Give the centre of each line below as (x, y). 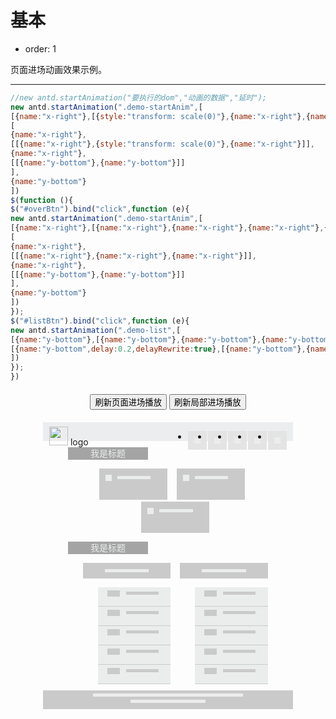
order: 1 (40, 48)
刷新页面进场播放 (128, 402)
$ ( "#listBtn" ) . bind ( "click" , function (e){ (100, 321)
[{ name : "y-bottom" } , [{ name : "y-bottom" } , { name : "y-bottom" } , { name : (149, 339)
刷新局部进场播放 (207, 402)
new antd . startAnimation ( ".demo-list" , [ (96, 330)
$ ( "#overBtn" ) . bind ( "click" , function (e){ (100, 209)
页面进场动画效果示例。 (58, 69)
